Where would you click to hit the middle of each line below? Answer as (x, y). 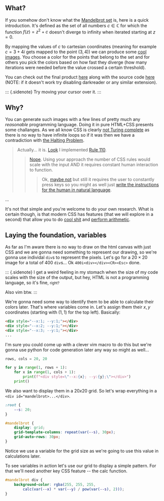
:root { (13, 405)
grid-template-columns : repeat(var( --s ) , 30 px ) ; (65, 432)
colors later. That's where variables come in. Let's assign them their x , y (78, 307)
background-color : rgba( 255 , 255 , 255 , (55, 484)
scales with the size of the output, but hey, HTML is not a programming (77, 278)
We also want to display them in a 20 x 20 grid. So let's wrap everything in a (81, 391)
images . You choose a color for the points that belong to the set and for (78, 57)
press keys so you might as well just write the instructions (100, 185)
